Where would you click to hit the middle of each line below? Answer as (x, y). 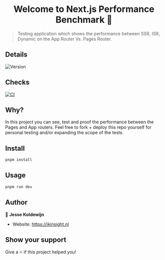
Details (16, 55)
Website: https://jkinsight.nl (40, 224)
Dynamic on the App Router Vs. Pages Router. (64, 39)
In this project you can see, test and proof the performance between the (79, 122)
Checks (17, 83)
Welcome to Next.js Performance (84, 9)
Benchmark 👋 (84, 20)
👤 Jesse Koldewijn (25, 214)
